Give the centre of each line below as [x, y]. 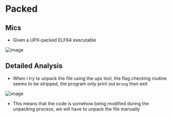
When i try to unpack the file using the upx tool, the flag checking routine [90, 78]
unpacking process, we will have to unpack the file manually [76, 109]
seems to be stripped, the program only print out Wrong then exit [80, 84]
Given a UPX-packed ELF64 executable [54, 40]
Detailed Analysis [34, 66]
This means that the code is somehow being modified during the [81, 103]
